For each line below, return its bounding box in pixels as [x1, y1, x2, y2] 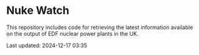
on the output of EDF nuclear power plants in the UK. [6, 30, 139, 37]
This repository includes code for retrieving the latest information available [6, 24, 194, 31]
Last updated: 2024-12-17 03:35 [6, 42, 87, 49]
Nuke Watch [6, 4, 70, 18]
